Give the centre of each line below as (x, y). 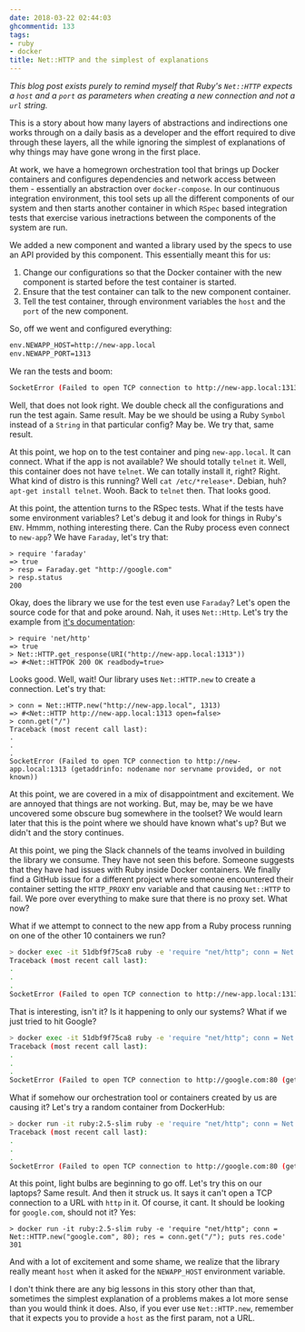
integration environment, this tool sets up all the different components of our (152, 198)
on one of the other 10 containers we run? (88, 935)
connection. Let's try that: (58, 688)
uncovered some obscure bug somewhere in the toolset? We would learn (146, 813)
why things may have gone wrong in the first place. (105, 152)
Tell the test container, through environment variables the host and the (154, 301)
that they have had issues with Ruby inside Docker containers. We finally (145, 869)
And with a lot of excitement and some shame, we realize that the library (144, 1262)
